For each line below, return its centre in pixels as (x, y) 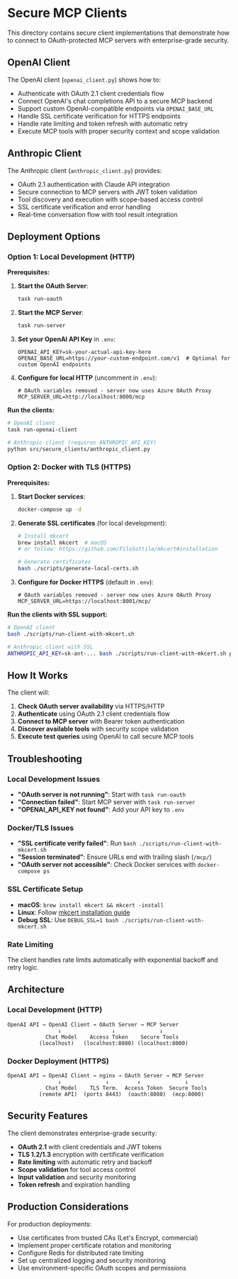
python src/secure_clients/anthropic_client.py (79, 449)
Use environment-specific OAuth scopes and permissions (102, 1268)
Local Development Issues (54, 779)
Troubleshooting (45, 759)
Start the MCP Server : (50, 313)
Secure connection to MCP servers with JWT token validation (107, 192)
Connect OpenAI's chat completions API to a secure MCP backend (115, 101)
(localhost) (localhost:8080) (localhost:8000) (114, 1043)
